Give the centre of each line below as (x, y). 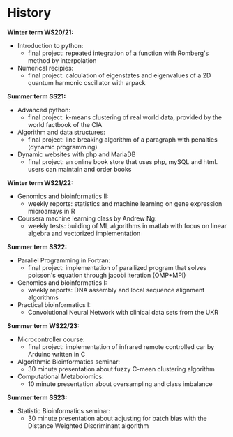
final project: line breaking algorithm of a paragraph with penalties (122, 139)
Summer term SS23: (37, 397)
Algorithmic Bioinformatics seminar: (69, 362)
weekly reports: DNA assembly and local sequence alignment (116, 290)
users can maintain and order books (80, 169)
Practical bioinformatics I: (54, 304)
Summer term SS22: (37, 246)
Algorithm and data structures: (61, 132)
